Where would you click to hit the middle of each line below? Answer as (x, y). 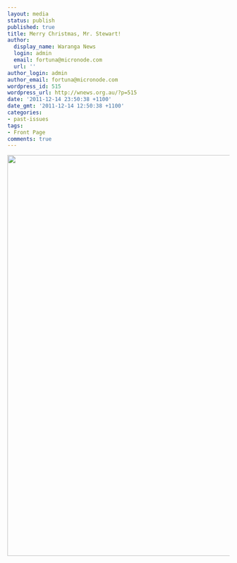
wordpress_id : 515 (34, 86)
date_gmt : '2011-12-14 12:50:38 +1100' (66, 106)
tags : (15, 126)
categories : (25, 112)
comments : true (30, 139)
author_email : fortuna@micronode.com (63, 80)
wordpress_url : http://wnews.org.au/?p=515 (72, 93)
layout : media (28, 14)
